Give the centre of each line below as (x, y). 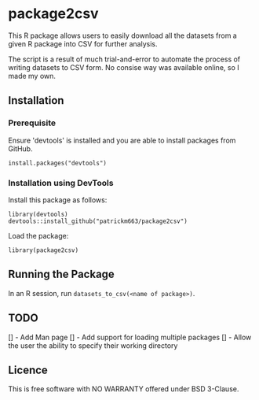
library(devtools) (38, 214)
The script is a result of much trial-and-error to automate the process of (124, 59)
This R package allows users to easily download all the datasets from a (122, 35)
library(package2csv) (44, 250)
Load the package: (38, 235)
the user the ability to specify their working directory (93, 345)
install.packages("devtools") (58, 163)
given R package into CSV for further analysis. (83, 43)
